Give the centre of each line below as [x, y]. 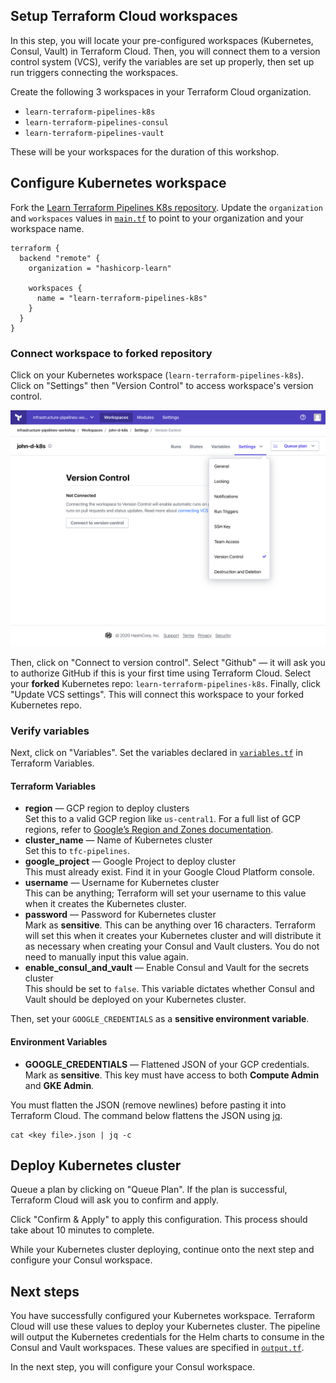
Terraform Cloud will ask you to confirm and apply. [115, 1200]
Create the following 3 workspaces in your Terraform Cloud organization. [161, 91]
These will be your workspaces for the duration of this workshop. [145, 151]
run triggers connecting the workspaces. [94, 72]
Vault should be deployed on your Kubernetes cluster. [135, 1000]
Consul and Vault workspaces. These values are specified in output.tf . [157, 1348]
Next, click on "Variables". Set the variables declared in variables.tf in [156, 753]
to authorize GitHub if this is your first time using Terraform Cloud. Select [161, 673]
